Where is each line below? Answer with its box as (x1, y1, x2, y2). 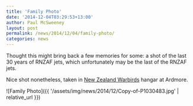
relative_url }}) (6, 94, 41, 101)
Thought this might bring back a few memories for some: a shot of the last (6, 52, 187, 59)
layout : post (6, 25, 38, 31)
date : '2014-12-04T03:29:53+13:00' (6, 14, 94, 20)
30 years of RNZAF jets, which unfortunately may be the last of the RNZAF (6, 58, 187, 65)
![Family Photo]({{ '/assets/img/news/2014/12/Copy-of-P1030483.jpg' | (6, 88, 179, 94)
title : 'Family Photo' (6, 8, 62, 15)
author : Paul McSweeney (6, 19, 65, 25)
